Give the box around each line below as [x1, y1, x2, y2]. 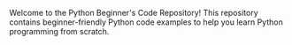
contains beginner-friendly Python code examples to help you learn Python [9, 17, 283, 27]
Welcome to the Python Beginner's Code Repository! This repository [9, 8, 258, 18]
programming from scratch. [9, 26, 110, 36]
